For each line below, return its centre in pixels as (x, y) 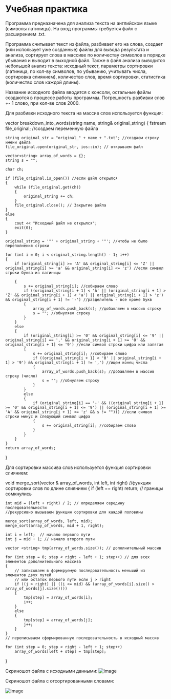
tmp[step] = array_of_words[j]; (58, 620)
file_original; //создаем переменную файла (52, 128)
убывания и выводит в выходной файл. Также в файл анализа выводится (85, 60)
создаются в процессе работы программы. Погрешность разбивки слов (85, 98)
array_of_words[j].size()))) (36, 589)
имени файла (18, 142)
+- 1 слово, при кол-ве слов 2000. (43, 103)
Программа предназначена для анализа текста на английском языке (81, 23)
